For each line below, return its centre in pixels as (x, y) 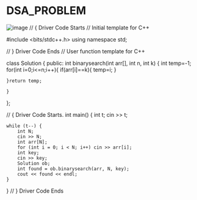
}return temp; (24, 81)
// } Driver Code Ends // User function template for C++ (76, 51)
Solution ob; (34, 163)
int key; (28, 153)
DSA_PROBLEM (46, 11)
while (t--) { (24, 126)
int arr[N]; (32, 142)
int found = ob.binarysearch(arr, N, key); (73, 169)
